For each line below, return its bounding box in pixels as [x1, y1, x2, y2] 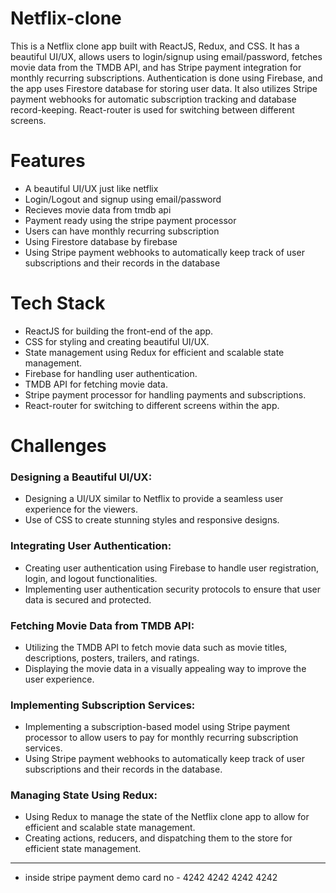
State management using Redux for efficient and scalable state [24, 346, 285, 358]
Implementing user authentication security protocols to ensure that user [24, 583, 322, 595]
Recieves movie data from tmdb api [24, 203, 172, 216]
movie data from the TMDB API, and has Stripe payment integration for [10, 61, 302, 73]
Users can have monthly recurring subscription [24, 225, 220, 237]
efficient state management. [24, 843, 142, 855]
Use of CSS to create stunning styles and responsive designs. [24, 514, 280, 526]
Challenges [10, 435, 107, 457]
